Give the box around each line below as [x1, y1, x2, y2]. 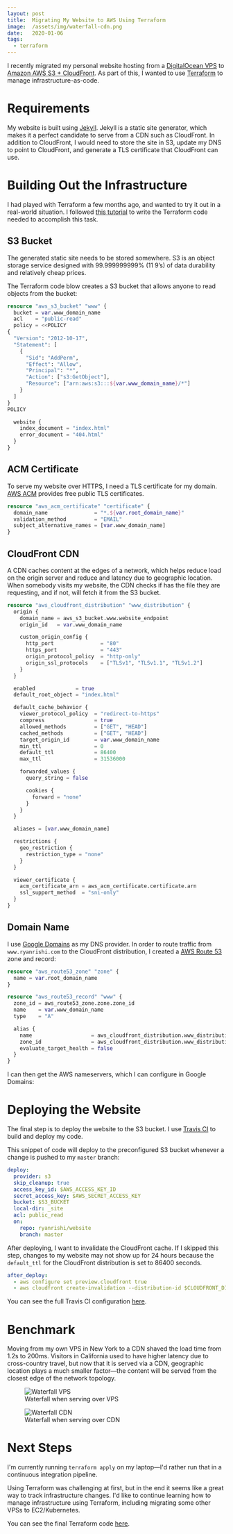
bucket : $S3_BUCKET [13, 1199, 70, 1206]
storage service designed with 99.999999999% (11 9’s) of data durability [7, 261, 216, 269]
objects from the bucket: [7, 289, 78, 297]
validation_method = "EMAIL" [13, 515, 123, 523]
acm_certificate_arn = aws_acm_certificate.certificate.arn [19, 883, 197, 890]
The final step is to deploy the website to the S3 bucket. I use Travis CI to [7, 1125, 216, 1133]
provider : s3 [13, 1173, 51, 1180]
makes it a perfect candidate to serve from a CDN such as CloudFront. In [7, 131, 215, 139]
